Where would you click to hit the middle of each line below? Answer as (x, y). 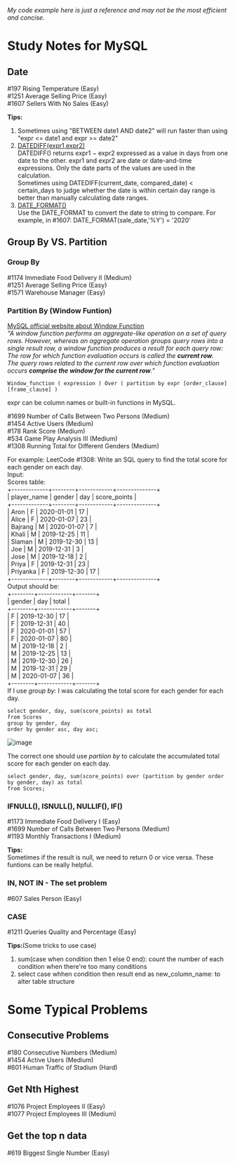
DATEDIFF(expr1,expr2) (51, 146)
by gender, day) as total (45, 782)
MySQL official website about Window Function (76, 326)
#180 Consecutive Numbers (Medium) (62, 1052)
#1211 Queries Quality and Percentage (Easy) (72, 932)
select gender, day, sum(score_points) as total (80, 711)
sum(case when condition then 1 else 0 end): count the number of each (121, 959)
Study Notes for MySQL (78, 46)
